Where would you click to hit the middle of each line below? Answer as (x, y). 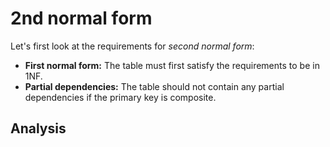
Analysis (38, 128)
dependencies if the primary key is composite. (120, 97)
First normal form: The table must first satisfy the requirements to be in (172, 65)
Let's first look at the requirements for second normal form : (132, 46)
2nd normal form (81, 18)
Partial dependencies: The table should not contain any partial (154, 86)
